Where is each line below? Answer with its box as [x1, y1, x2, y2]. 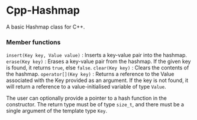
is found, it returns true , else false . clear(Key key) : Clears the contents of [6, 64, 189, 71]
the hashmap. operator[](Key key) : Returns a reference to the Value [6, 71, 175, 78]
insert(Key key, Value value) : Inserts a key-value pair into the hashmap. [6, 52, 188, 59]
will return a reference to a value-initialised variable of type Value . [6, 83, 167, 90]
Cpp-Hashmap [6, 4, 80, 17]
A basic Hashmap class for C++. [6, 23, 85, 30]
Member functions [6, 38, 61, 46]
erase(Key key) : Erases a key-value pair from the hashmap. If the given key [6, 58, 191, 65]
